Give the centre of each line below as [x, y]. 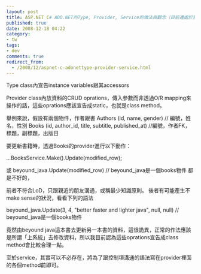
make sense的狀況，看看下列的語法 [50, 198]
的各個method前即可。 [34, 265]
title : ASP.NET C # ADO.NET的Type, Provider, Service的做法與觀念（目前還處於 [100, 17]
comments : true [25, 56]
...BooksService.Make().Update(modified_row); [64, 158]
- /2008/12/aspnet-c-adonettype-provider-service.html [81, 67]
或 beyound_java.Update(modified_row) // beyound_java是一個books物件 [97, 170]
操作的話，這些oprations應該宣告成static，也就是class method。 [86, 106]
